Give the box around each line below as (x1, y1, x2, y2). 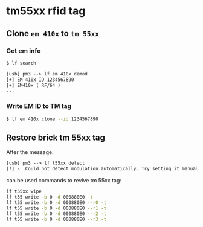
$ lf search (6, 60, 36, 66)
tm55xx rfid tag (6, 4, 86, 18)
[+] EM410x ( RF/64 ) (6, 82, 61, 88)
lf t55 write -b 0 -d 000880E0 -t (6, 194, 94, 200)
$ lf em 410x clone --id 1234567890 (6, 116, 98, 122)
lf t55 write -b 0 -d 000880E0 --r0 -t (6, 199, 107, 206)
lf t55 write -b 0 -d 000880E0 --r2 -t (6, 211, 107, 217)
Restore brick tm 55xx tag (6, 132, 106, 142)
